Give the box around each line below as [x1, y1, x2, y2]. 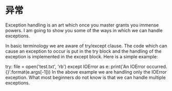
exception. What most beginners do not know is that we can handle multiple [5, 74, 166, 80]
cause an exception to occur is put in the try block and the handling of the [5, 48, 162, 54]
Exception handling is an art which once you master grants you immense [5, 21, 159, 28]
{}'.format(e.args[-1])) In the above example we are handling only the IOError [5, 69, 167, 75]
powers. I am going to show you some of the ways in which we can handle [5, 27, 163, 33]
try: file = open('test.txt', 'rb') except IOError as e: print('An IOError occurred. [5, 63, 167, 70]
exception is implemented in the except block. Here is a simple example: [5, 53, 158, 59]
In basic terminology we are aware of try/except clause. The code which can [5, 42, 167, 49]
